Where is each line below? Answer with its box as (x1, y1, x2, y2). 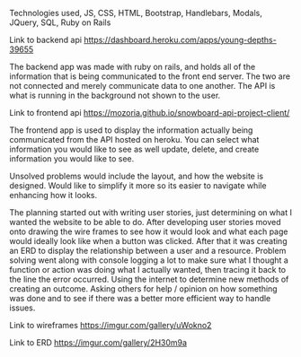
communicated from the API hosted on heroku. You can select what (9, 135, 260, 144)
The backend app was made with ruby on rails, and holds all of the (9, 62, 256, 72)
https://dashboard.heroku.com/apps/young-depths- (84, 35, 277, 45)
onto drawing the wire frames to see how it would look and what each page (9, 226, 288, 237)
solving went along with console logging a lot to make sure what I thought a (9, 255, 289, 266)
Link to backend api (9, 35, 83, 45)
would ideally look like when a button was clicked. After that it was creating (9, 236, 288, 246)
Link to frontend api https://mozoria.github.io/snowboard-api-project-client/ (9, 108, 290, 118)
